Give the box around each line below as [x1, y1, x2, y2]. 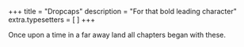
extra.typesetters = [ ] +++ [8, 15, 96, 24]
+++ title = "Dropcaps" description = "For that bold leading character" [8, 7, 238, 16]
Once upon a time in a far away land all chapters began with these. [8, 31, 227, 39]
